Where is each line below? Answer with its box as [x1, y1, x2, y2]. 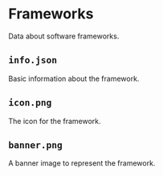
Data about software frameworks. [8, 31, 120, 41]
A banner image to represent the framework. [8, 158, 156, 168]
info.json [8, 54, 58, 66]
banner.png [8, 139, 63, 150]
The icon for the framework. [8, 116, 102, 126]
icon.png [8, 97, 52, 109]
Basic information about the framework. [8, 74, 140, 83]
